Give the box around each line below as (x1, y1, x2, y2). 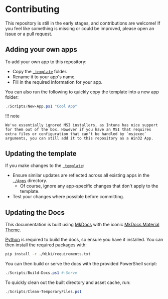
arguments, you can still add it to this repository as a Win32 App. (5, 135, 154, 141)
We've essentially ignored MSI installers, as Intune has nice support (5, 122, 158, 127)
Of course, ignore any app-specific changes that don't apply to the (20, 183, 158, 189)
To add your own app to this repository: (5, 59, 87, 65)
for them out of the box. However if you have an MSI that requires (5, 127, 151, 132)
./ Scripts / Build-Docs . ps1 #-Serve (5, 270, 78, 275)
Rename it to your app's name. (12, 74, 76, 80)
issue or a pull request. (5, 31, 53, 37)
